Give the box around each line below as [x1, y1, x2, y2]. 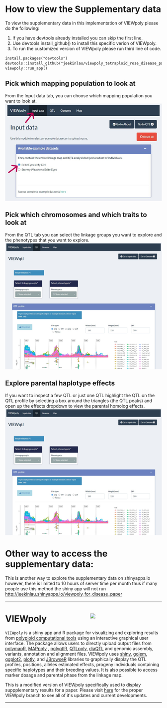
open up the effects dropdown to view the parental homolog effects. [5, 403, 145, 409]
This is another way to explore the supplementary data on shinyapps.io [5, 575, 151, 581]
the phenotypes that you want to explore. [5, 237, 89, 243]
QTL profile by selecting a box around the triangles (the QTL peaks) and [5, 398, 153, 404]
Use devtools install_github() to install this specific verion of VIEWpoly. [12, 40, 157, 46]
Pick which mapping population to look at [5, 79, 136, 88]
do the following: [5, 25, 40, 31]
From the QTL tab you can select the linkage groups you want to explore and [5, 232, 162, 237]
